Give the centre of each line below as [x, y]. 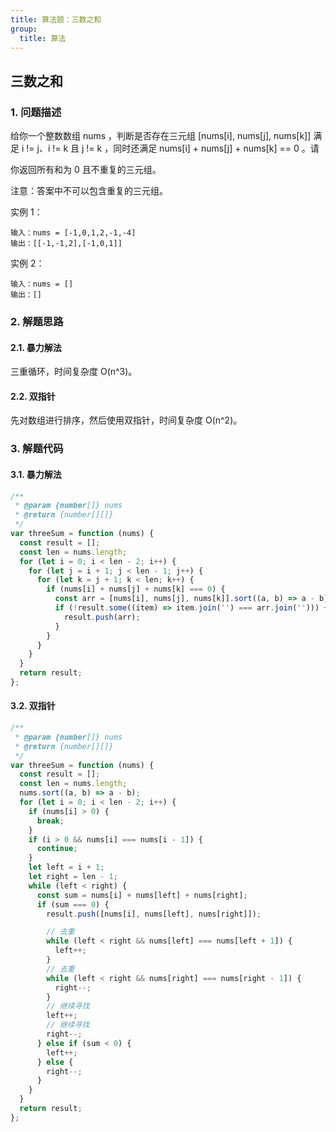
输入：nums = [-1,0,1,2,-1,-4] [73, 233]
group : [24, 29]
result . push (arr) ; [102, 617]
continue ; [57, 849]
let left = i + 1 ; [66, 867]
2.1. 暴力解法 [36, 347]
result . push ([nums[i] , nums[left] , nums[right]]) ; [154, 914]
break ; [50, 821]
